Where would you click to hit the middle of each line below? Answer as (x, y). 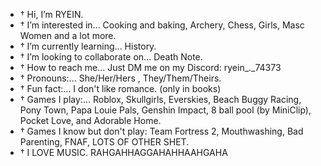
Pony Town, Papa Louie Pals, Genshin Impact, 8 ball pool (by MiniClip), (165, 110)
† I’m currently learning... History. (88, 46)
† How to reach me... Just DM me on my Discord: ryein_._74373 (150, 67)
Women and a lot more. (68, 35)
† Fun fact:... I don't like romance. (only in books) (120, 88)
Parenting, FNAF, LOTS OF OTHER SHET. (104, 142)
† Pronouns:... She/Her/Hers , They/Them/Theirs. (120, 78)
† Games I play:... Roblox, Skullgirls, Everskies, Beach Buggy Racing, (160, 99)
